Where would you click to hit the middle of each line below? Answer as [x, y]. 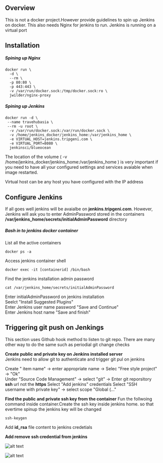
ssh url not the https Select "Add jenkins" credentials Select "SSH [71, 384]
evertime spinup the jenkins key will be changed [53, 409]
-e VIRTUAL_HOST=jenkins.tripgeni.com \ [51, 139]
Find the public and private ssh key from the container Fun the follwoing [79, 399]
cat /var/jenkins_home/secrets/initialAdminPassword [60, 287]
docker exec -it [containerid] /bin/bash [48, 270]
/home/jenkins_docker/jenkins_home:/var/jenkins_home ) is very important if [81, 162]
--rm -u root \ [22, 126]
